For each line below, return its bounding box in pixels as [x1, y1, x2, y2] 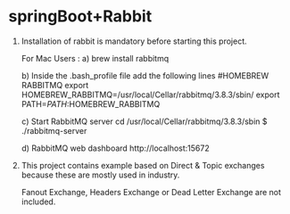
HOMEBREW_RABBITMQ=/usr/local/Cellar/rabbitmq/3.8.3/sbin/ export [21, 89, 280, 100]
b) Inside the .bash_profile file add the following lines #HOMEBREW [21, 70, 269, 81]
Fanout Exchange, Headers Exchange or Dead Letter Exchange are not [21, 186, 282, 197]
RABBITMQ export [21, 79, 89, 90]
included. [21, 196, 56, 207]
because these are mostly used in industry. [21, 169, 180, 180]
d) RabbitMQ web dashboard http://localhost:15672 [21, 143, 211, 153]
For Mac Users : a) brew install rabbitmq [21, 53, 170, 63]
